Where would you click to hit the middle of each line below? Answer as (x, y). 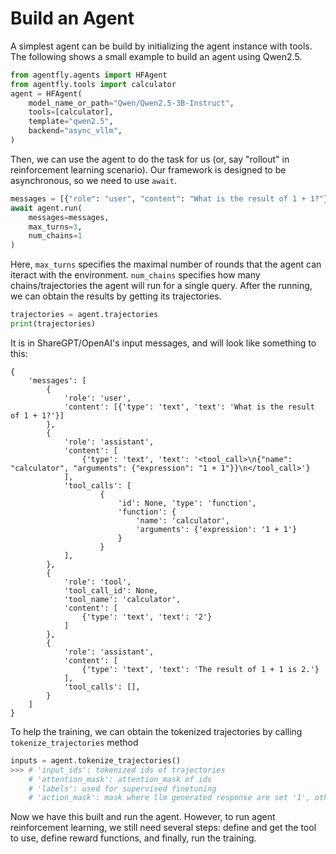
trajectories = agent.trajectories (84, 315)
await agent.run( (46, 208)
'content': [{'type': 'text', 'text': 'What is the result (189, 407)
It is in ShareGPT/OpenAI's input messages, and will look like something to (163, 343)
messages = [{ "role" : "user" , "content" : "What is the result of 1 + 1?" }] (171, 198)
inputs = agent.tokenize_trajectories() (96, 760)
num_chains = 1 (55, 236)
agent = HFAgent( (46, 93)
